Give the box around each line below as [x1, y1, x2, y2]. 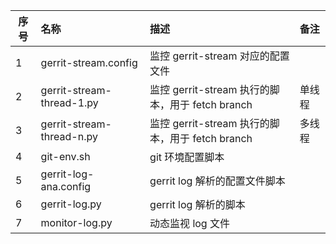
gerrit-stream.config [40, 56, 138, 69]
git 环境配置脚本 [149, 150, 225, 164]
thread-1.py [40, 96, 99, 109]
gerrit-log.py [40, 197, 102, 211]
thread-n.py [40, 130, 98, 143]
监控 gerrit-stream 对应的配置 [149, 49, 290, 63]
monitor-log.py [40, 216, 113, 229]
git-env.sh [40, 150, 91, 163]
